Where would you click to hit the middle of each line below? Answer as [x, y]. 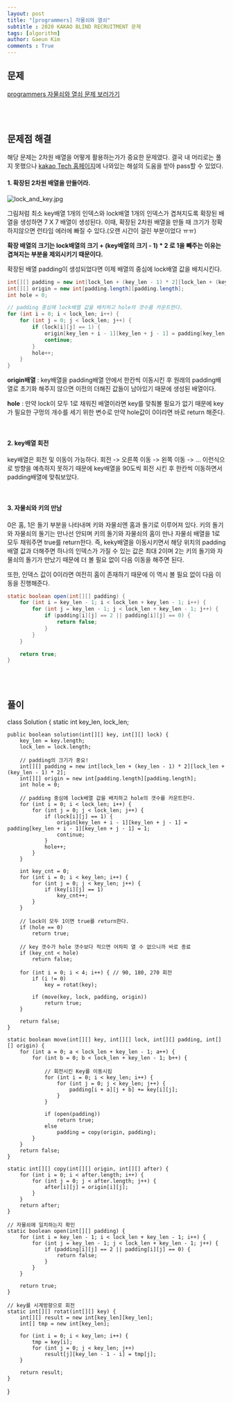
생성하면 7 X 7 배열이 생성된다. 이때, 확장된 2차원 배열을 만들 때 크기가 [115, 222]
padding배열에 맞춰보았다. [43, 477]
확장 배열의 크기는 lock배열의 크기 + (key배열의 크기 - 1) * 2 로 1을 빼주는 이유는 [114, 245]
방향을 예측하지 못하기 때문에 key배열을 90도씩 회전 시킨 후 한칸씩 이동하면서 [119, 468]
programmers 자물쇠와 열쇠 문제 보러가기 [63, 94]
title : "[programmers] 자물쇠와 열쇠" [59, 20]
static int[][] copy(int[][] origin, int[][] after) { [88, 1169]
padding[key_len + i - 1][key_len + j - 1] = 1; [79, 829]
